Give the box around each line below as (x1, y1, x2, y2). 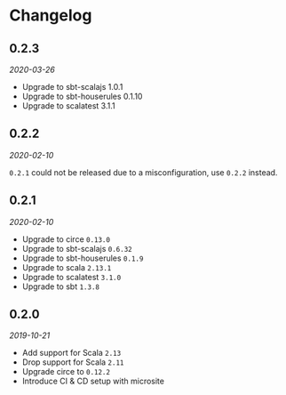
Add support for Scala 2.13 (21, 348, 122, 359)
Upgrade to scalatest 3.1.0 (21, 271, 122, 282)
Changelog (9, 5, 92, 26)
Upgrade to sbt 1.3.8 (21, 281, 100, 292)
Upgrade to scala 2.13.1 (21, 262, 112, 272)
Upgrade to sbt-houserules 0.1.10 (21, 91, 143, 101)
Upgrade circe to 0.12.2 (21, 367, 111, 377)
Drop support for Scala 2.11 (21, 357, 124, 367)
